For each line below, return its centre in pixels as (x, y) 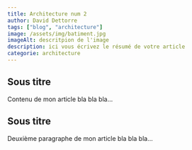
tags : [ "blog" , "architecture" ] (55, 27)
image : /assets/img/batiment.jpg (57, 34)
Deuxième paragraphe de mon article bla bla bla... (80, 138)
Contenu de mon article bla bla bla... (60, 99)
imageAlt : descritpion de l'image (58, 40)
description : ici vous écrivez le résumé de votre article (96, 47)
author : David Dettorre (43, 21)
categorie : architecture (44, 54)
